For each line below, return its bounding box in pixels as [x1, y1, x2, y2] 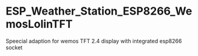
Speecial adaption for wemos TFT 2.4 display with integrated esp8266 [5, 37, 182, 44]
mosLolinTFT [5, 17, 73, 31]
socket [5, 44, 22, 51]
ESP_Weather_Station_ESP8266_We [5, 4, 193, 18]
